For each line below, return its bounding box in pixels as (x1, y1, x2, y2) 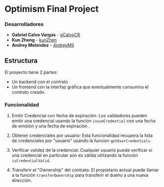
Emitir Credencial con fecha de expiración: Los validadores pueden (11, 112, 147, 118)
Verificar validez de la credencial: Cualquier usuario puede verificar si (11, 147, 152, 153)
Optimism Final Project (4, 3, 99, 15)
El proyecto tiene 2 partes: (4, 69, 58, 75)
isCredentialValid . (11, 157, 51, 163)
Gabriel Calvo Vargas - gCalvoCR (11, 32, 80, 38)
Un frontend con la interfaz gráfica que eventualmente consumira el (11, 84, 149, 90)
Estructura (4, 56, 38, 64)
